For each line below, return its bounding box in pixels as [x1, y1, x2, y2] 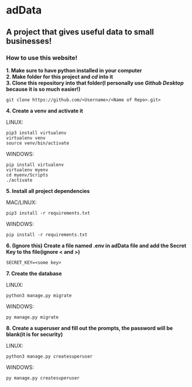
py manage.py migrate [6, 314, 59, 320]
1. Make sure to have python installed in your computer [6, 67, 142, 74]
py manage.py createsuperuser [6, 375, 80, 381]
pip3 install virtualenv [6, 130, 67, 135]
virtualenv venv [6, 135, 46, 141]
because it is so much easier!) [6, 86, 81, 93]
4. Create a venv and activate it [6, 107, 83, 114]
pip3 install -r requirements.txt [6, 210, 91, 216]
